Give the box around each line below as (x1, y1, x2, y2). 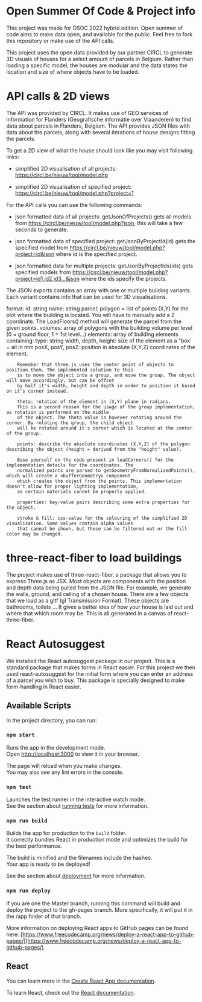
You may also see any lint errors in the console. (6, 768, 124, 776)
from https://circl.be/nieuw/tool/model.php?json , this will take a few (14, 219, 183, 226)
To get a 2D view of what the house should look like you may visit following (6, 146, 193, 154)
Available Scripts (6, 701, 71, 711)
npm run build (6, 817, 48, 824)
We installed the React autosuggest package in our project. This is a (6, 657, 175, 664)
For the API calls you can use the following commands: (6, 201, 143, 208)
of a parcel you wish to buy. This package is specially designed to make (6, 676, 185, 684)
